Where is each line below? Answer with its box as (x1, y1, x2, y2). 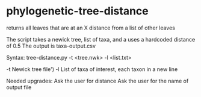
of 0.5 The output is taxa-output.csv (6, 42, 96, 49)
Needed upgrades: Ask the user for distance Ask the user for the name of (6, 77, 189, 84)
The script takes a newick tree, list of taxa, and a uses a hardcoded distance (6, 36, 196, 43)
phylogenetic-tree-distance (6, 4, 149, 18)
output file (6, 83, 32, 91)
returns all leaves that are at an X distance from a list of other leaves (6, 24, 176, 31)
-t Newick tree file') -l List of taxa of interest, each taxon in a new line (6, 65, 178, 73)
